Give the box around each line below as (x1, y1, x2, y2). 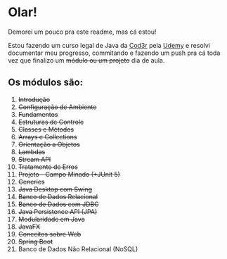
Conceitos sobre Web (18, 229, 82, 238)
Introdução (18, 95, 51, 103)
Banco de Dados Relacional (18, 192, 98, 201)
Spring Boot (18, 237, 53, 246)
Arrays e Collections (18, 132, 77, 141)
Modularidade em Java (18, 215, 85, 223)
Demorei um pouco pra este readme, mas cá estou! (8, 27, 157, 36)
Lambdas (18, 147, 46, 156)
